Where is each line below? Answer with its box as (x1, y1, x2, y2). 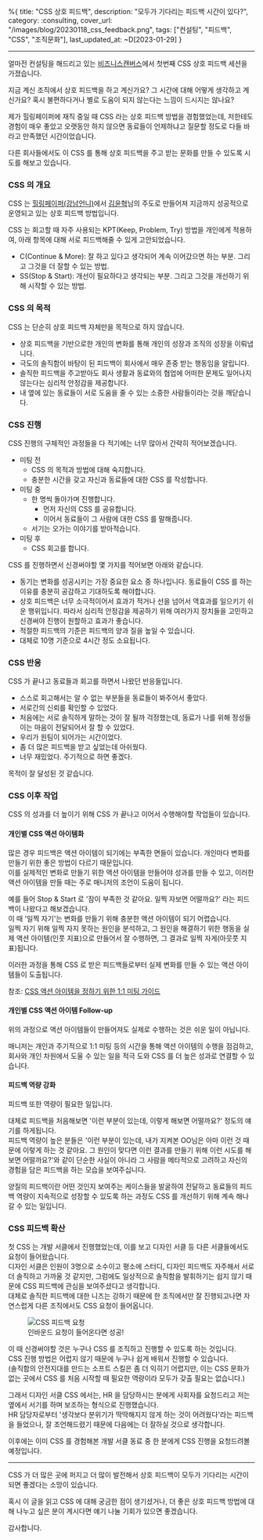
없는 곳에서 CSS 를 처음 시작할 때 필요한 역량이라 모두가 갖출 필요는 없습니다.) (8, 1374, 245, 1383)
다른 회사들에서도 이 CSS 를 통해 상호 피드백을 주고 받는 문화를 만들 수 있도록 (8, 148, 243, 157)
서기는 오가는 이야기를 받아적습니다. (31, 524, 141, 533)
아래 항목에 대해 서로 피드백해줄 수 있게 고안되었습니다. (18, 235, 186, 245)
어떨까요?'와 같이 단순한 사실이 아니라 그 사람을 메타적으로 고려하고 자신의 (22, 1155, 248, 1165)
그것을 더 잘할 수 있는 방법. (27, 261, 110, 271)
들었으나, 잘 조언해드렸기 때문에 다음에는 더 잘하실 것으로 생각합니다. (16, 1420, 225, 1429)
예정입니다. (8, 1447, 42, 1456)
